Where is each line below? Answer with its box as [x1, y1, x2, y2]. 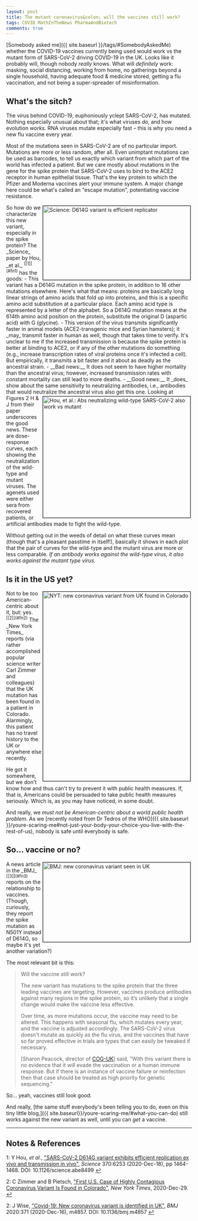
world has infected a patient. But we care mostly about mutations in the [6, 161, 180, 169]
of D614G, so [6, 935, 38, 942]
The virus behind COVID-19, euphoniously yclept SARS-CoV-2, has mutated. [6, 112, 192, 119]
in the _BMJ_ [6, 866, 37, 874]
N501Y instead [6, 929, 42, 936]
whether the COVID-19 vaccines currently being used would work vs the [6, 48, 181, 55]
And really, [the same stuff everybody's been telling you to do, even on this [6, 1103, 189, 1110]
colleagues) [6, 679, 35, 686]
